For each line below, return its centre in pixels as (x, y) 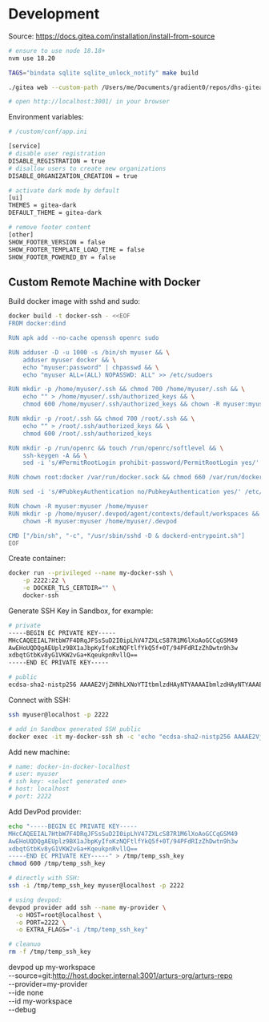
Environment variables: (46, 117)
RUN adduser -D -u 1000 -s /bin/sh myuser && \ (89, 352)
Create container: (37, 559)
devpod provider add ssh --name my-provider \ (87, 907)
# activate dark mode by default (64, 190)
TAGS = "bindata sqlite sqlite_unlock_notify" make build (103, 73)
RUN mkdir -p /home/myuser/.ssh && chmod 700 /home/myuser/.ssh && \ (127, 390)
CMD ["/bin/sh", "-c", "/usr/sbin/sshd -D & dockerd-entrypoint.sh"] (127, 535)
